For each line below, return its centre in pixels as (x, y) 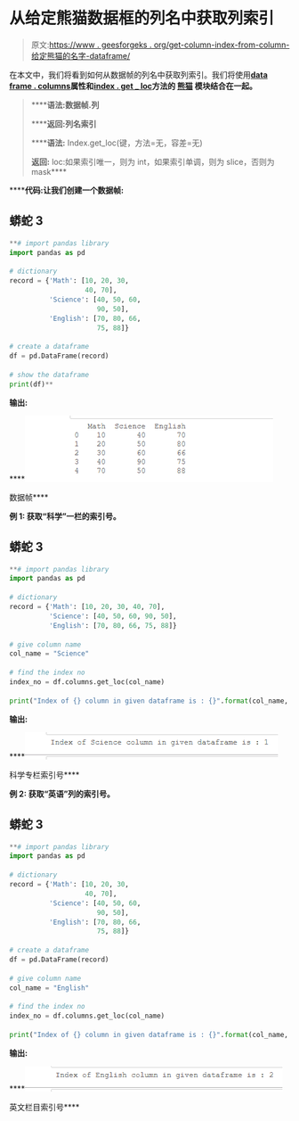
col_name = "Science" (49, 654)
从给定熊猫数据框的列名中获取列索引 (142, 18)
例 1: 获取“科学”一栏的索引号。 (65, 516)
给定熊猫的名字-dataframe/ (81, 55)
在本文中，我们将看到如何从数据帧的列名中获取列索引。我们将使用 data (139, 74)
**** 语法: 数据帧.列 (65, 104)
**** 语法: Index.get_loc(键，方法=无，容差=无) (117, 143)
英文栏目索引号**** (44, 1107)
